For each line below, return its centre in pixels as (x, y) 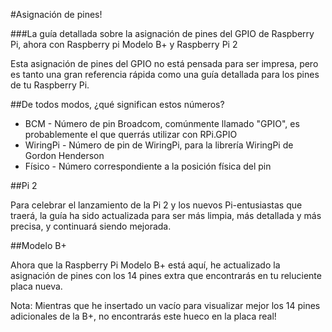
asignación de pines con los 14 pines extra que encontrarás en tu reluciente (166, 275)
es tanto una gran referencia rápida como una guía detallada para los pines (165, 74)
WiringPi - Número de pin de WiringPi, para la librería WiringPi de (159, 145)
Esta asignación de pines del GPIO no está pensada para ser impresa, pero (164, 63)
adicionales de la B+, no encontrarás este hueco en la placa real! (143, 316)
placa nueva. (36, 286)
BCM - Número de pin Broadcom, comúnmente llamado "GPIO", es (162, 123)
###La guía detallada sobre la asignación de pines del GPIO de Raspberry (162, 33)
